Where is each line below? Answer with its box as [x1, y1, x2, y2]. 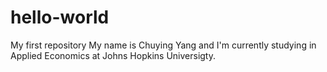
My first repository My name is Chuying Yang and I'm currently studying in [10, 39, 317, 51]
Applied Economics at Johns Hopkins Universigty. [10, 49, 217, 61]
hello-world [10, 6, 110, 29]
